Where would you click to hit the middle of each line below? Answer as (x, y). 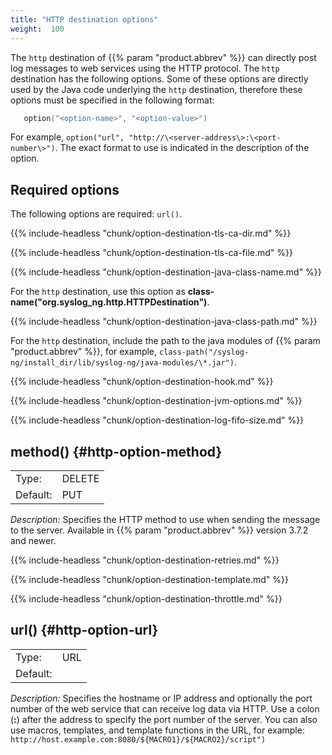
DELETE (80, 478)
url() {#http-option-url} (84, 630)
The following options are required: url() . (96, 214)
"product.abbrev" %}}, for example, (84, 352)
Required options (65, 189)
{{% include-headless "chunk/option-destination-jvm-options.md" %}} (156, 401)
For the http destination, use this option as (98, 292)
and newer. (33, 540)
